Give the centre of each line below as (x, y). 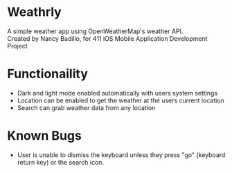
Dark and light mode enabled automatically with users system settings (117, 93)
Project (17, 46)
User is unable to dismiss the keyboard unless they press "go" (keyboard (121, 155)
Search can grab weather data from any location (86, 107)
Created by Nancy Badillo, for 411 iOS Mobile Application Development (107, 38)
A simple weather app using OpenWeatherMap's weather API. (95, 31)
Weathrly (35, 12)
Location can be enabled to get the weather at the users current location (121, 100)
